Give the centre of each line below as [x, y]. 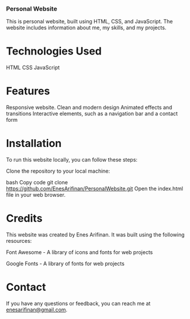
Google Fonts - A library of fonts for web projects [65, 264]
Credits [24, 219]
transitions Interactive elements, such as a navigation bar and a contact [92, 114]
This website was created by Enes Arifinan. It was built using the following [96, 235]
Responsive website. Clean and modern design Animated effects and [89, 108]
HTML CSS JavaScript [33, 68]
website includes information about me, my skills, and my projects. [86, 28]
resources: [19, 241]
